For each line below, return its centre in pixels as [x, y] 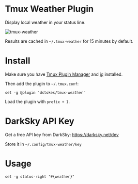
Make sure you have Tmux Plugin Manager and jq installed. [64, 74]
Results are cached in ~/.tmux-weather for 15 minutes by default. [69, 41]
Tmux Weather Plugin [49, 9]
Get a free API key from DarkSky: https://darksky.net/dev [62, 134]
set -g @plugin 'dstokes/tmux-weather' [45, 92]
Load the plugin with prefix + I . [38, 101]
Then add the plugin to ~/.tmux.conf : [42, 84]
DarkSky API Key [40, 121]
